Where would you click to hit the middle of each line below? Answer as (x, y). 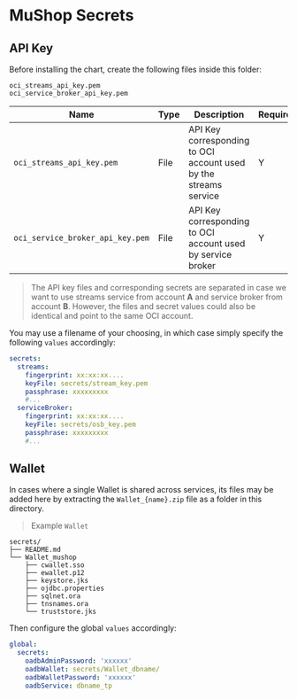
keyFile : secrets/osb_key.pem (81, 424)
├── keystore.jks (57, 581)
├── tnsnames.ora (57, 604)
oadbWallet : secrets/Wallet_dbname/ (93, 670)
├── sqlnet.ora (53, 596)
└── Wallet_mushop (43, 558)
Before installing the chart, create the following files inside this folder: (136, 69)
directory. (27, 509)
